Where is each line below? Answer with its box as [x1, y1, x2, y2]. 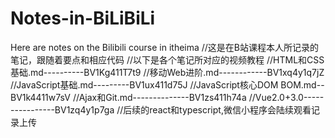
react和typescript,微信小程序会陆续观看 [149, 103, 312, 116]
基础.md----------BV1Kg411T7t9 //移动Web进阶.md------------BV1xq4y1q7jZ [10, 66, 325, 78]
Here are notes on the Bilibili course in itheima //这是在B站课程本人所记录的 [10, 41, 320, 53]
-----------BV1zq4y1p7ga [10, 103, 115, 116]
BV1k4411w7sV [10, 91, 72, 103]
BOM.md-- [280, 78, 325, 91]
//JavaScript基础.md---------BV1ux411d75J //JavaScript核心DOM [10, 78, 279, 91]
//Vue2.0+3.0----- [248, 91, 325, 103]
